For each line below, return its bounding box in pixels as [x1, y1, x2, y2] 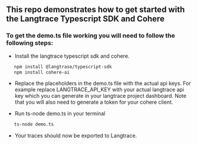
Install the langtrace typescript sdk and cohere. [14, 52, 130, 60]
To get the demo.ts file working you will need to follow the [6, 32, 175, 40]
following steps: [6, 39, 54, 47]
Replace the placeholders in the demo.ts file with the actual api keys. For [14, 80, 191, 87]
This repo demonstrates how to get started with [6, 5, 185, 15]
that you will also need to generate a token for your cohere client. [14, 98, 173, 106]
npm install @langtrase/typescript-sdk [14, 64, 112, 70]
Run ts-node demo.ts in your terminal [14, 110, 106, 117]
